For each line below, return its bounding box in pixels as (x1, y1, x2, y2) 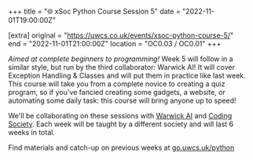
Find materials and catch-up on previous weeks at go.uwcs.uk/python (8, 143, 235, 152)
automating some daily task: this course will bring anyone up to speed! (8, 96, 237, 105)
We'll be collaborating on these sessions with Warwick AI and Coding (8, 111, 233, 120)
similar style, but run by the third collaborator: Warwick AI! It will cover (8, 63, 236, 71)
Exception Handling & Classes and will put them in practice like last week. (8, 71, 246, 80)
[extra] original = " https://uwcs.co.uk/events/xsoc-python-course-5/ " (8, 31, 234, 40)
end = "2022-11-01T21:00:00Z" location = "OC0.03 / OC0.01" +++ (8, 39, 222, 48)
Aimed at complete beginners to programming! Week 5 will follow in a (8, 54, 233, 64)
